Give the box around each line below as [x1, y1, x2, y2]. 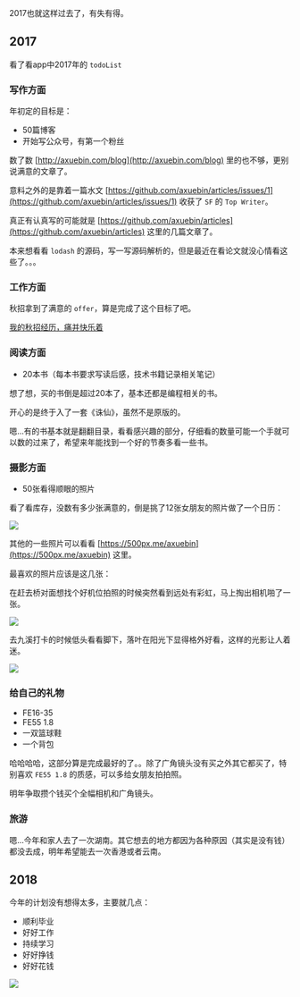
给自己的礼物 [9, 687, 65, 699]
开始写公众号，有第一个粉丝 [21, 136, 125, 147]
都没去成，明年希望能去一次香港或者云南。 [9, 846, 166, 857]
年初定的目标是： [9, 106, 72, 116]
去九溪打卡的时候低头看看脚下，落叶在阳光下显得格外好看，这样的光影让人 [9, 634, 283, 645]
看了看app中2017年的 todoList [9, 59, 122, 70]
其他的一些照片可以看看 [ [9, 538, 101, 548]
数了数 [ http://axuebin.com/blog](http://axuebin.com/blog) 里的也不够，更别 [9, 155, 289, 165]
